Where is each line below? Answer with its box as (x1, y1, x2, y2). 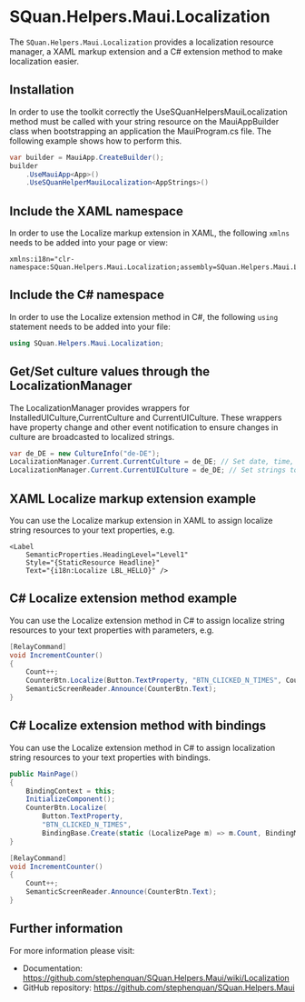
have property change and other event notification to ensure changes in (9, 421, 279, 433)
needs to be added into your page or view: (9, 237, 169, 248)
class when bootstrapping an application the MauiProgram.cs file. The (9, 125, 272, 136)
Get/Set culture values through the (9, 364, 211, 379)
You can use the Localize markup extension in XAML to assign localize (9, 516, 273, 526)
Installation (9, 82, 74, 97)
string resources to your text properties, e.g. (9, 525, 175, 536)
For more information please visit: (9, 945, 135, 956)
